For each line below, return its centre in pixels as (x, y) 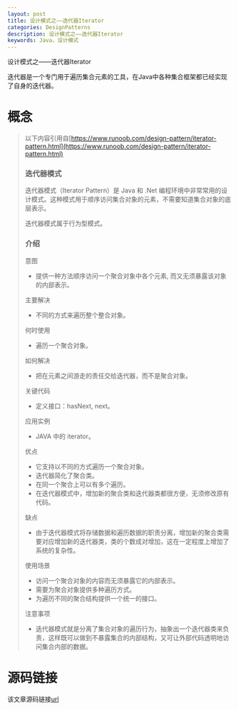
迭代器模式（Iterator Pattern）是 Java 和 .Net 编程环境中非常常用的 (123, 190)
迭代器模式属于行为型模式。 (66, 223)
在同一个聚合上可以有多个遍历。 (82, 484)
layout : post (27, 14)
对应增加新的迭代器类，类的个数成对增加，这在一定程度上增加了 (135, 541)
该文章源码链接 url (33, 699)
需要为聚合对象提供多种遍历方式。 (86, 590)
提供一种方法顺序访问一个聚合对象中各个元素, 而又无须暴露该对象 (131, 276)
